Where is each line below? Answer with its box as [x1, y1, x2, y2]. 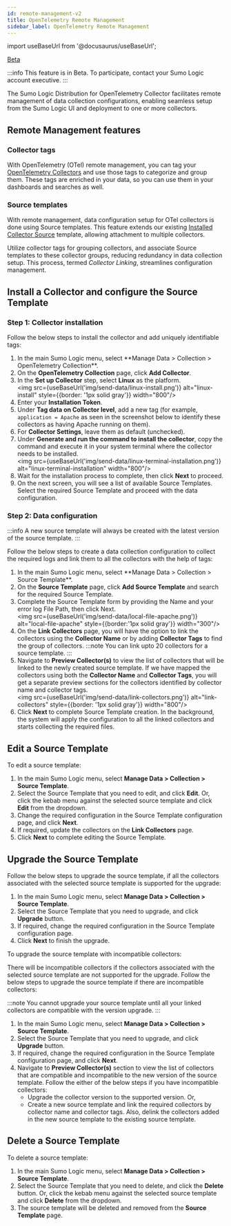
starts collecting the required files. [17, 722, 115, 731]
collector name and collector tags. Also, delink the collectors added [27, 1108, 219, 1116]
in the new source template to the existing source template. [27, 1115, 197, 1123]
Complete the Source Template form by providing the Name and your [17, 598, 214, 606]
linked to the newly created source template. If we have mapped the [17, 664, 211, 672]
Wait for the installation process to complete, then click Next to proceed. [17, 472, 224, 480]
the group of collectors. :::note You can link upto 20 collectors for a [17, 641, 208, 650]
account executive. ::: [7, 76, 68, 84]
